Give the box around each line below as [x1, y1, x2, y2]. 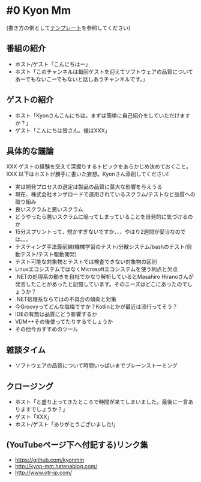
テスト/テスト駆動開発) [20, 251, 77, 258]
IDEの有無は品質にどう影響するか [14, 311, 98, 318]
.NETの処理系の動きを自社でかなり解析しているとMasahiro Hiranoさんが [14, 273, 194, 281]
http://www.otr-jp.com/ [14, 469, 73, 476]
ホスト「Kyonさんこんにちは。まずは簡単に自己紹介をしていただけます [14, 112, 191, 119]
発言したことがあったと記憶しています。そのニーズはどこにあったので [14, 281, 188, 288]
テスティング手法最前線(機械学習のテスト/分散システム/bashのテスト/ [14, 243, 187, 251]
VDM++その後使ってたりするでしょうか [14, 318, 113, 326]
